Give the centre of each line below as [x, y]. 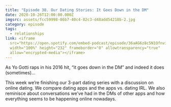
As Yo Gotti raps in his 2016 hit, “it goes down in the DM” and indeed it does [85, 67]
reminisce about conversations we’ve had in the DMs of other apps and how [85, 93]
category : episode [25, 24]
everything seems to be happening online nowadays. [61, 99]
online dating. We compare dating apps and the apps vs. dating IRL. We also [85, 88]
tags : [11, 29]
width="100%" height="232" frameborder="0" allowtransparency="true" [85, 48]
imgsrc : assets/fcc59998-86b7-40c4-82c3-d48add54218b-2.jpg [70, 19]
